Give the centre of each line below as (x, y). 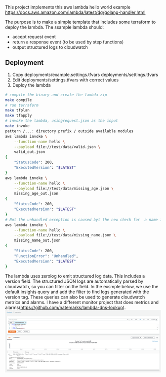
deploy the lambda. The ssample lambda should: (55, 27)
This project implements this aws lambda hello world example (68, 7)
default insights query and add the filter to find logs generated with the (77, 292)
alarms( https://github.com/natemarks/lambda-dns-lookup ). (65, 307)
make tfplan (17, 111)
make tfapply (19, 115)
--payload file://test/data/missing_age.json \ (64, 188)
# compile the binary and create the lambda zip (56, 95)
